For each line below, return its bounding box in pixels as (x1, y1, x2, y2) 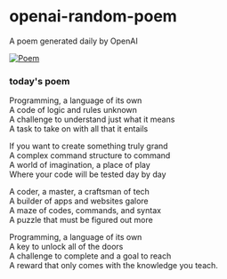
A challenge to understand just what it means (9, 114, 175, 125)
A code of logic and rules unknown (9, 105, 138, 116)
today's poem (9, 75, 70, 87)
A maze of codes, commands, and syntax (9, 205, 162, 216)
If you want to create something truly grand (9, 140, 168, 152)
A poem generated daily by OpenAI (9, 36, 138, 46)
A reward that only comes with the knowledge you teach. (9, 260, 218, 271)
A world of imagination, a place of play (9, 160, 151, 171)
